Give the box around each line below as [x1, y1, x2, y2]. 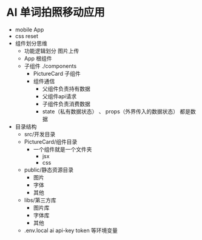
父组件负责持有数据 [42, 85, 91, 92]
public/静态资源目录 [24, 166, 74, 173]
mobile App [15, 25, 44, 33]
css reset [15, 32, 38, 39]
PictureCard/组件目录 [24, 138, 78, 145]
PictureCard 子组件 [33, 70, 81, 77]
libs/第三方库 [24, 196, 56, 204]
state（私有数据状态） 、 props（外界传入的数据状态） [42, 107, 179, 115]
